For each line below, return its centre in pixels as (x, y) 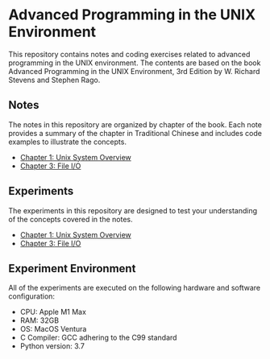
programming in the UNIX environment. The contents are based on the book (135, 63)
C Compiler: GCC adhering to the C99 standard (98, 338)
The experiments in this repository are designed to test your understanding (133, 210)
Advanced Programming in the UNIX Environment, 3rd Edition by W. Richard (134, 71)
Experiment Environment (72, 268)
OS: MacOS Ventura (53, 329)
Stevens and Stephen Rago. (54, 80)
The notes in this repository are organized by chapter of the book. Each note (135, 124)
